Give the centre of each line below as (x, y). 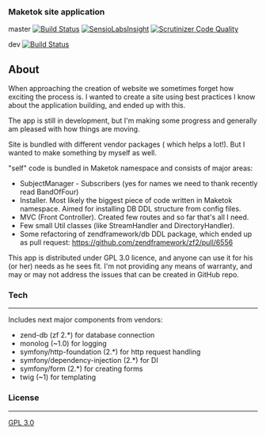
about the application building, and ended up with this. (97, 105)
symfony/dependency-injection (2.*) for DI (89, 361)
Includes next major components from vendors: (86, 320)
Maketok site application (57, 12)
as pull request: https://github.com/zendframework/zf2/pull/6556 (126, 242)
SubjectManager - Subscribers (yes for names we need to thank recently (139, 184)
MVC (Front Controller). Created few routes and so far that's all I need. (134, 217)
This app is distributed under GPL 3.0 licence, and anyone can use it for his (131, 258)
